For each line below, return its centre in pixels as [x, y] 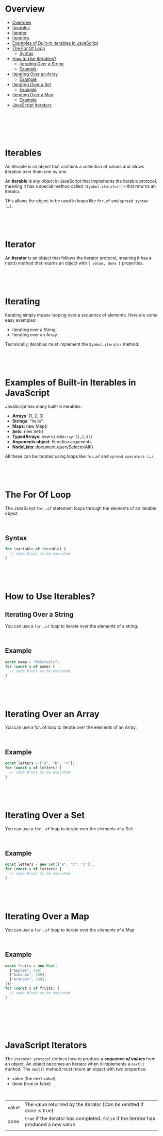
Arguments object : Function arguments [52, 441]
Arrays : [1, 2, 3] [28, 416]
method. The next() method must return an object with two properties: [76, 1069]
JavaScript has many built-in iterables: [43, 406]
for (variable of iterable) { [36, 549]
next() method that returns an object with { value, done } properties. [74, 263]
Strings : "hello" [28, 421]
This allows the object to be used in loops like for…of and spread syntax [77, 201]
